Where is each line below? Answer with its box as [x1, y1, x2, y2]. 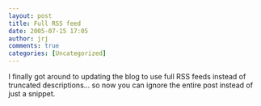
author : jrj [8, 34, 48, 43]
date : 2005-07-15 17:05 [8, 27, 89, 35]
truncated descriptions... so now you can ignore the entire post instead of [8, 80, 253, 90]
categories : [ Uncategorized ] [8, 49, 107, 57]
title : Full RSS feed [8, 19, 82, 28]
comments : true [8, 42, 60, 50]
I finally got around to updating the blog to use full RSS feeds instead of [8, 72, 246, 81]
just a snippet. [8, 89, 56, 98]
